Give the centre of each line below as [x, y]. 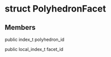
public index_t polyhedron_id [35, 39]
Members [20, 27]
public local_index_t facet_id [34, 49]
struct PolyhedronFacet [55, 9]
